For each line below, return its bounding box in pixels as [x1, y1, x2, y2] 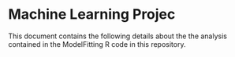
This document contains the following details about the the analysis [8, 31, 227, 41]
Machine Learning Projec [8, 5, 176, 23]
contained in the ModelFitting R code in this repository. [8, 39, 186, 48]
